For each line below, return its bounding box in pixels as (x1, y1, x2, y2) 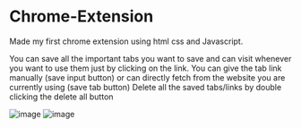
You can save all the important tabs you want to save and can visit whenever (9, 53, 292, 64)
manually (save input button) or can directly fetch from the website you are (9, 72, 286, 82)
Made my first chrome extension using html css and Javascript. (9, 36, 244, 47)
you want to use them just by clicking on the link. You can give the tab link (9, 63, 282, 73)
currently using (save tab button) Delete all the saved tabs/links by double (9, 81, 282, 92)
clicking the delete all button (9, 91, 114, 102)
